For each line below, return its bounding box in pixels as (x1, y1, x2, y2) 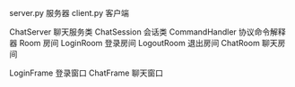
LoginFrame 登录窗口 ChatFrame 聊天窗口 (9, 67, 164, 78)
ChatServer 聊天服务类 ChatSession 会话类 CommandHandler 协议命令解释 (9, 27, 287, 37)
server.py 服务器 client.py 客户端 (9, 8, 130, 18)
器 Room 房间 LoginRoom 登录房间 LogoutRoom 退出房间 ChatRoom (9, 38, 260, 48)
